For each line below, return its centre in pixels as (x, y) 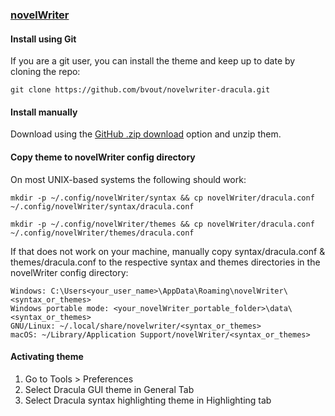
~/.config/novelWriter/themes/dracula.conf (102, 233)
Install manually (44, 112)
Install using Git (43, 39)
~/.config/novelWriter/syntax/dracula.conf (102, 206)
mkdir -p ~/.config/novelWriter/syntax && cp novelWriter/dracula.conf (162, 198)
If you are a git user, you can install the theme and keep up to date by (153, 61)
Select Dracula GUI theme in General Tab (109, 389)
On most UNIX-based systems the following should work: (128, 179)
